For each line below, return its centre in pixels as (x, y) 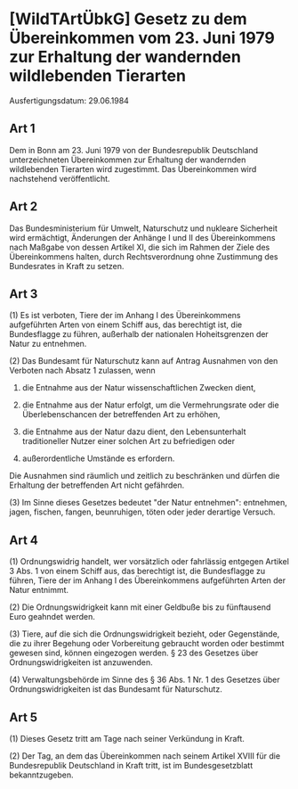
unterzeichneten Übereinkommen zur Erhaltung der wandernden (128, 160)
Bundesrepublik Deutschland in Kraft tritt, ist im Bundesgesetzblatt (131, 765)
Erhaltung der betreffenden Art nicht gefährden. (97, 485)
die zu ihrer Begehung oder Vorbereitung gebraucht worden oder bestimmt (147, 644)
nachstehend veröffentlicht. (60, 178)
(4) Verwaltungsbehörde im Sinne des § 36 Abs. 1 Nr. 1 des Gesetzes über (145, 680)
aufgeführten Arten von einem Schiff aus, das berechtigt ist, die (126, 325)
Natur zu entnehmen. (48, 344)
